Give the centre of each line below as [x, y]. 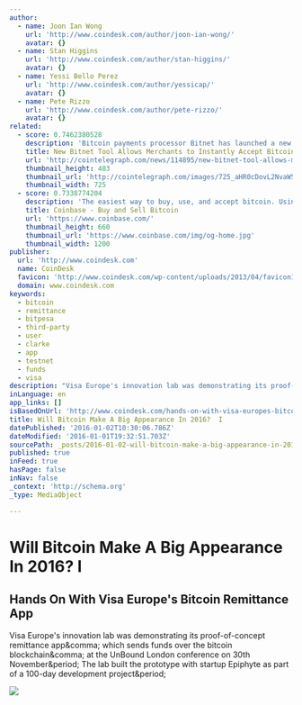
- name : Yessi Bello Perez [68, 77]
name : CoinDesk [46, 269]
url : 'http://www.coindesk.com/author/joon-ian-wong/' [130, 34]
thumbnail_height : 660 [68, 227]
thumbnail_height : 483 [68, 168]
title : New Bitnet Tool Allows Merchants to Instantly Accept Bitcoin [160, 151]
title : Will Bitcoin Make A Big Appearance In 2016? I [116, 420]
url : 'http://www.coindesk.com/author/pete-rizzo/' [124, 110]
